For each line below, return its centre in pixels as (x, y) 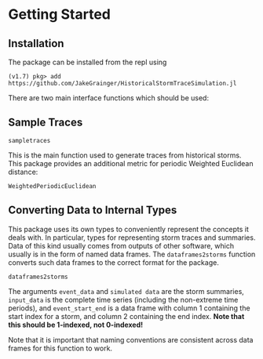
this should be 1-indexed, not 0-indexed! (76, 325)
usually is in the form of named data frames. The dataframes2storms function (132, 254)
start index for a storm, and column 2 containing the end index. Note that (126, 316)
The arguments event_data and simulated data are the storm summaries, (126, 291)
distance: (23, 172)
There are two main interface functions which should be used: (109, 98)
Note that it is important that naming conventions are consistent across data (131, 339)
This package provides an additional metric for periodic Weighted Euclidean (131, 163)
